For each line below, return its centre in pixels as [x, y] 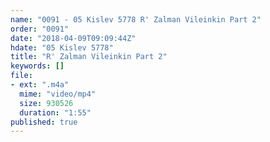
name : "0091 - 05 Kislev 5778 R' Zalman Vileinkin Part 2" [136, 19]
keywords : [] [37, 66]
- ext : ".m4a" [40, 85]
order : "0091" [40, 29]
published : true [44, 122]
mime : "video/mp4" [58, 94]
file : [21, 76]
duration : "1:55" [55, 112]
